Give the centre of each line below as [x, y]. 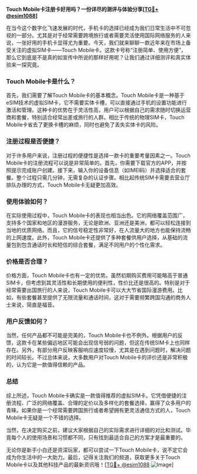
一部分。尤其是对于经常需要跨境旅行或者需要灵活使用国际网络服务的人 [101, 35]
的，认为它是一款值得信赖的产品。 [47, 365]
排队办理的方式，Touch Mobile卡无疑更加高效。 [64, 185]
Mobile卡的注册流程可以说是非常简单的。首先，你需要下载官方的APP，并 [94, 163]
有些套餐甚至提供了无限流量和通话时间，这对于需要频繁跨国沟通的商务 [101, 298]
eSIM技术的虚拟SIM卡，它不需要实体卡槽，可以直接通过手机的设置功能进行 [96, 103]
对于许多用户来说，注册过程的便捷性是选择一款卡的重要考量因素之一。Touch [98, 155]
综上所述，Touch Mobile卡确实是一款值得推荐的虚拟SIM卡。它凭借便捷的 [94, 395]
